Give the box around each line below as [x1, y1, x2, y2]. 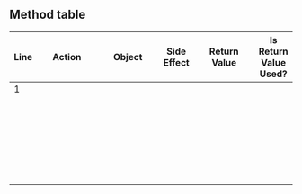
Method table [9, 7, 86, 22]
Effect [163, 56, 191, 68]
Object [112, 50, 143, 63]
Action [52, 50, 82, 63]
